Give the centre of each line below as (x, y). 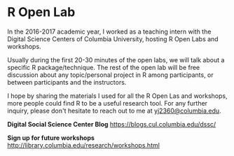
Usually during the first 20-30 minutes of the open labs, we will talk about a (116, 59)
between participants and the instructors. (67, 82)
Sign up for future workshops (51, 138)
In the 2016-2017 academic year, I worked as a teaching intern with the (109, 31)
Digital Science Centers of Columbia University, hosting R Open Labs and (113, 38)
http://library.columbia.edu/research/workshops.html (83, 145)
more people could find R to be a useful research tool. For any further (108, 103)
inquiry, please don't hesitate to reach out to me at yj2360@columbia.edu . (115, 111)
